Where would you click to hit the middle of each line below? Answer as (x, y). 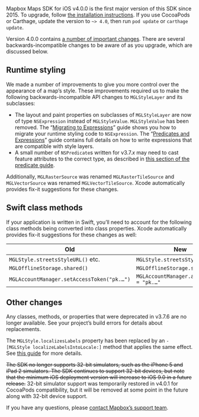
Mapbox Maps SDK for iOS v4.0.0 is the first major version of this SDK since (99, 9)
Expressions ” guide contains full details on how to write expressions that (103, 140)
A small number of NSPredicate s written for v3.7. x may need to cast (97, 152)
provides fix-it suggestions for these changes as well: (72, 235)
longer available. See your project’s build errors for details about (84, 323)
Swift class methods (44, 208)
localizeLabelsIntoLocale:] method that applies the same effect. (113, 347)
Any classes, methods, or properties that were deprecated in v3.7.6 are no (97, 317)
